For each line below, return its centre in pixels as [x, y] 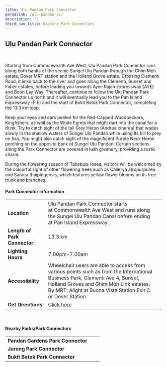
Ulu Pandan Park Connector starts [88, 204]
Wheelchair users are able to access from [97, 265]
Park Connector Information [35, 191]
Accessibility [24, 281]
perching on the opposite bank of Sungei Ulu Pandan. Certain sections [77, 144]
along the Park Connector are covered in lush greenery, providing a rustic [80, 149]
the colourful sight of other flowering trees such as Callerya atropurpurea [80, 169]
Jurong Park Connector [36, 349]
